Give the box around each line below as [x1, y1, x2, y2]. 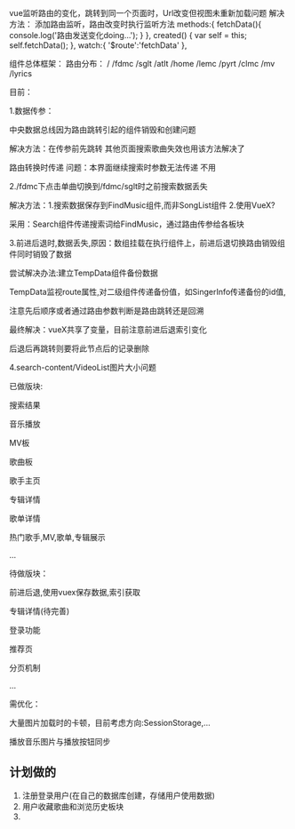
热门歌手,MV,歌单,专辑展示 [9, 532, 107, 542]
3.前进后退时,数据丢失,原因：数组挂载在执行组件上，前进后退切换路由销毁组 [9, 238, 286, 248]
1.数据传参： [9, 106, 54, 116]
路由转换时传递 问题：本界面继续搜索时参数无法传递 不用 [9, 163, 216, 172]
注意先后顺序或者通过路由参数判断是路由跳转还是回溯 [9, 306, 204, 315]
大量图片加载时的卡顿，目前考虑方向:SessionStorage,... [9, 718, 211, 728]
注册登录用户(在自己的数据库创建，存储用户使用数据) [21, 790, 216, 801]
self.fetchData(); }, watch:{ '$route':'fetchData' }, [9, 40, 187, 51]
